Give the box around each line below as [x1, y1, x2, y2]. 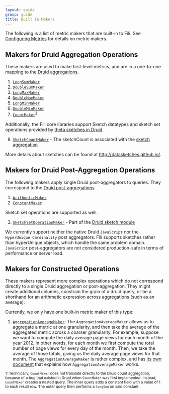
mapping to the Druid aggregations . [5, 69, 79, 75]
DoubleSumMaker [12, 85, 45, 90]
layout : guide [5, 7, 35, 13]
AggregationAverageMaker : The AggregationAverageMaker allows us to [12, 319, 154, 325]
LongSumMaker [12, 80, 40, 85]
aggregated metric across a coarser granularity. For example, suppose [12, 329, 159, 335]
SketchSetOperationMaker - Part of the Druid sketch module [12, 219, 135, 225]
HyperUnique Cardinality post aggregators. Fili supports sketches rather [5, 234, 156, 240]
